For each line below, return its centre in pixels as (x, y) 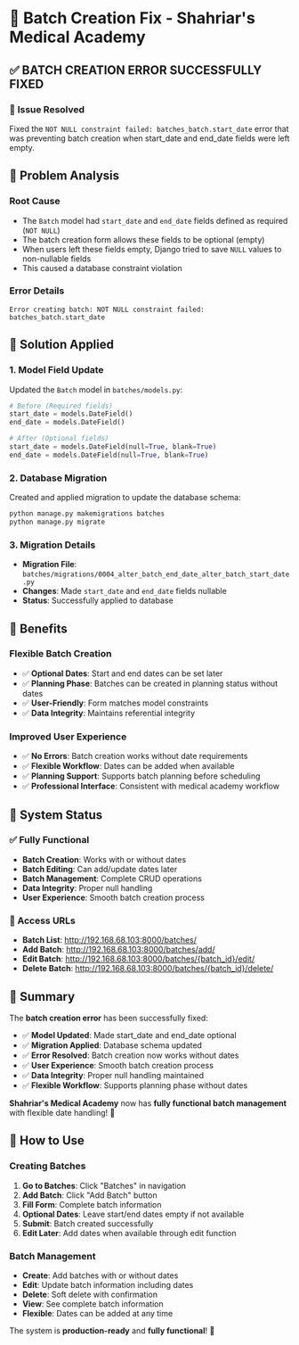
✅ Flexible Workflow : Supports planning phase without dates (135, 1085)
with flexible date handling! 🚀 (62, 1112)
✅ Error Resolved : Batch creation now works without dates (130, 1055)
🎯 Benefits (39, 628)
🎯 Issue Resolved (47, 109)
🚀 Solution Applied (61, 345)
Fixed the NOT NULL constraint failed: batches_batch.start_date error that (149, 128)
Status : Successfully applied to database (97, 600)
